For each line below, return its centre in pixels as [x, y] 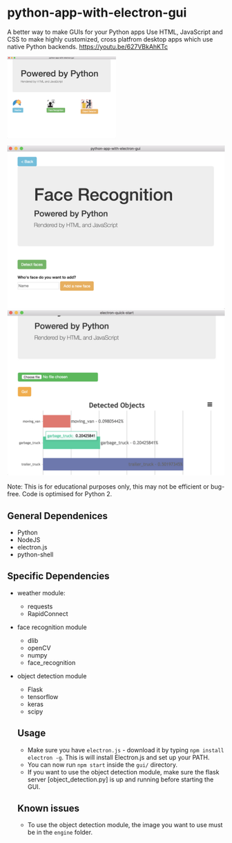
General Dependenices [58, 516]
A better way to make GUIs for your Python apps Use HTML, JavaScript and [115, 32]
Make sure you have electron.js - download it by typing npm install [126, 750]
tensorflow [43, 696]
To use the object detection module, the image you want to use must [125, 825]
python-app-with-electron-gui [97, 13]
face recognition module [52, 627]
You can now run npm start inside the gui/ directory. [103, 764]
